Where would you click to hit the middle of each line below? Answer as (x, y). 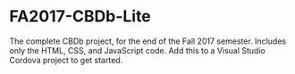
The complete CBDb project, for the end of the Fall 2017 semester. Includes (148, 41)
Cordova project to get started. (66, 60)
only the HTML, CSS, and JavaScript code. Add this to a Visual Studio (137, 50)
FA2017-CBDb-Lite (80, 16)
